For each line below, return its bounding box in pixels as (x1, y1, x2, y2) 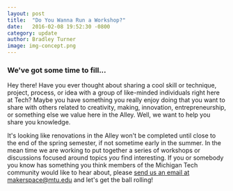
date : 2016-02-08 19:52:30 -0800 (7, 23, 111, 30)
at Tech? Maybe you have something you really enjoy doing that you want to (7, 96, 226, 104)
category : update (7, 29, 58, 37)
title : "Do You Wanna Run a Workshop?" (7, 17, 127, 24)
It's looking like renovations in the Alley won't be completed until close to (7, 131, 216, 140)
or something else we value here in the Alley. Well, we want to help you (7, 110, 211, 119)
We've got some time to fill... (7, 65, 106, 75)
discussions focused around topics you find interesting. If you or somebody (7, 153, 224, 162)
